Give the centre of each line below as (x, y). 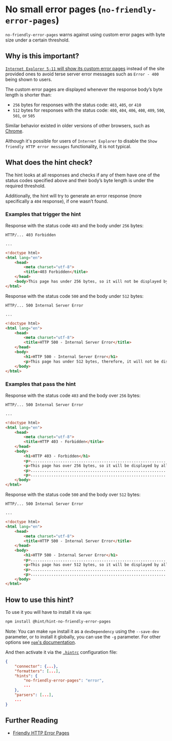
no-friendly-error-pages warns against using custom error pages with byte (85, 34)
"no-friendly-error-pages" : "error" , (64, 680)
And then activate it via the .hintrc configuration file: (61, 652)
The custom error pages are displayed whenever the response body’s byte (84, 89)
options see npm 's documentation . (41, 642)
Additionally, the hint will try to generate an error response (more (73, 195)
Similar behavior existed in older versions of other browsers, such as (78, 125)
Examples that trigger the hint (43, 214)
